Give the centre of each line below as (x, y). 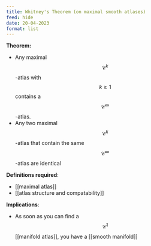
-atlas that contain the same (49, 143)
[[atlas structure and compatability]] (59, 192)
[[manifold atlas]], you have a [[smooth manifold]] (76, 236)
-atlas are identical (38, 163)
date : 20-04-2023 (28, 23)
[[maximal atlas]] (36, 186)
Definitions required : (32, 174)
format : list (22, 29)
